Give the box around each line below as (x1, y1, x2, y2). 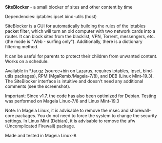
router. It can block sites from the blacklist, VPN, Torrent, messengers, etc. (5, 34, 155, 39)
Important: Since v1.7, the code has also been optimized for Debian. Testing (5, 93, 157, 99)
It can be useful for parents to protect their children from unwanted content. (5, 53, 158, 59)
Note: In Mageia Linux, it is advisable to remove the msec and (5, 107, 129, 113)
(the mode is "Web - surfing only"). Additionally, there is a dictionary (5, 39, 143, 44)
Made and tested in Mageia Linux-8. (5, 133, 78, 138)
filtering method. (5, 44, 39, 49)
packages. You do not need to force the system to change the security (15, 113, 157, 119)
